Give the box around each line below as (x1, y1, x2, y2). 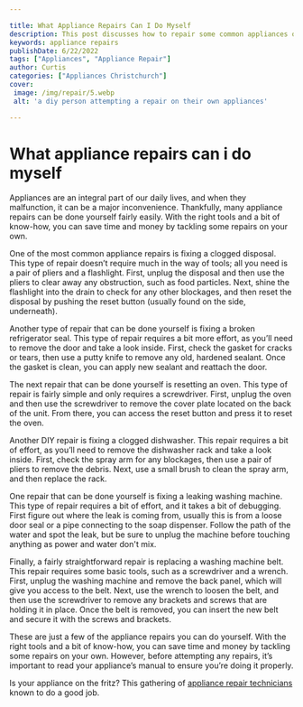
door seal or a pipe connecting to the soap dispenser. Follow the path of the (9, 520, 291, 531)
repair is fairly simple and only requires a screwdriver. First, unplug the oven (9, 389, 291, 400)
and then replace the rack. (9, 473, 107, 484)
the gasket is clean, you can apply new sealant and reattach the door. (9, 362, 268, 373)
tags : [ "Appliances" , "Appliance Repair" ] (9, 55, 171, 64)
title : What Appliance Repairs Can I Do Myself (9, 21, 192, 30)
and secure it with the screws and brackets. (9, 614, 171, 625)
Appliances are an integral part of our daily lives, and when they (9, 192, 246, 203)
